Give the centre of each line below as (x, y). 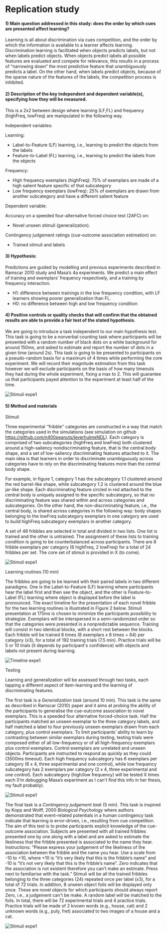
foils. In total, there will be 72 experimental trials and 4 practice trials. (76, 900)
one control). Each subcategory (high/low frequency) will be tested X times (82, 775)
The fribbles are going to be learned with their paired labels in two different (82, 581)
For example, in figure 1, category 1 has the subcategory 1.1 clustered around (83, 479)
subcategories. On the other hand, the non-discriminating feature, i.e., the (81, 506)
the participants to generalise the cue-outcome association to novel (75, 711)
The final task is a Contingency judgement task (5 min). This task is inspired (83, 805)
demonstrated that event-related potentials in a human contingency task (79, 815)
